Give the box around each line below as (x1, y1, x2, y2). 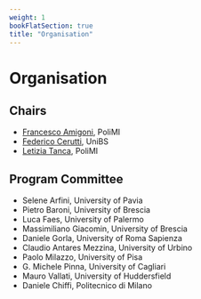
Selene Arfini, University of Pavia (21, 195, 143, 206)
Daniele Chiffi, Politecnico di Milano (21, 280, 153, 291)
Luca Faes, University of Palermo (21, 214, 144, 225)
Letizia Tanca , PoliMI (21, 146, 99, 157)
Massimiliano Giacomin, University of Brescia (21, 223, 189, 234)
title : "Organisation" (9, 29, 93, 38)
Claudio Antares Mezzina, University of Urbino (21, 242, 193, 254)
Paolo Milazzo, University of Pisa (21, 252, 143, 263)
